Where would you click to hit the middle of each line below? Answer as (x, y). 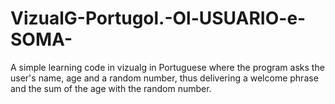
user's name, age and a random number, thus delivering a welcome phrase (164, 78)
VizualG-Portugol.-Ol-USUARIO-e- (158, 18)
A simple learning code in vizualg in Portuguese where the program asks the (167, 67)
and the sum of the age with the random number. (111, 88)
